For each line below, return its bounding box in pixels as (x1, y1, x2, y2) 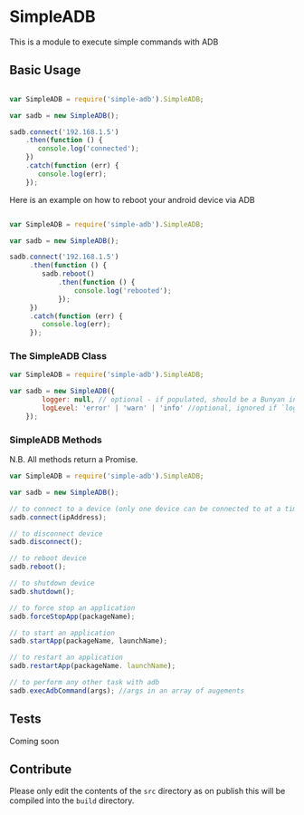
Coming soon (9, 735, 60, 746)
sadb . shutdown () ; (9, 587, 75, 596)
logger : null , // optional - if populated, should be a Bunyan (42, 395, 285, 404)
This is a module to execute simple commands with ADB (9, 36, 219, 47)
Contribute (9, 762, 72, 777)
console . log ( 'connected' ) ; (37, 144, 140, 153)
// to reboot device (9, 554, 88, 563)
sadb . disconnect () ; (9, 538, 83, 547)
